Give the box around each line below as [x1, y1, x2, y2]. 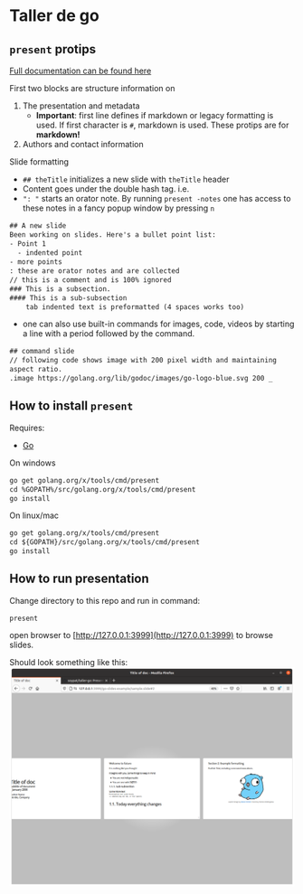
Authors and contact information [22, 139, 144, 149]
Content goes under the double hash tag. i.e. [22, 184, 190, 194]
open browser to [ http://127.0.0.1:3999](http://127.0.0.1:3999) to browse [9, 629, 274, 640]
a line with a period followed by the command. [22, 328, 195, 339]
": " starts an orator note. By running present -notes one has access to [22, 193, 291, 203]
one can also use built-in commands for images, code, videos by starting [22, 318, 295, 329]
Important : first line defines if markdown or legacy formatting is [35, 110, 274, 120]
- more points [9, 258, 63, 267]
